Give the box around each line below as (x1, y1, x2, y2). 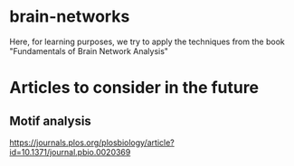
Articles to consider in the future (9, 78, 260, 98)
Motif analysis (9, 113, 92, 128)
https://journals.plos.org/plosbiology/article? (9, 137, 175, 148)
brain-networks (9, 6, 130, 27)
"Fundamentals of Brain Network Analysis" (9, 45, 169, 56)
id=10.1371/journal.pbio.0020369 (9, 146, 131, 157)
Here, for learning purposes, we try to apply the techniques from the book (9, 36, 285, 47)
